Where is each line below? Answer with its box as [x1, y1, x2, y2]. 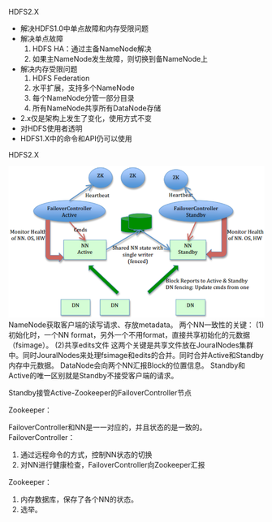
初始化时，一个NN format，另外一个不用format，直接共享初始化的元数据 [8, 330, 250, 340]
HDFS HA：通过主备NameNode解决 [32, 44, 152, 54]
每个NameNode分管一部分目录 [32, 93, 136, 102]
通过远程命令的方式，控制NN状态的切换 [19, 450, 153, 459]
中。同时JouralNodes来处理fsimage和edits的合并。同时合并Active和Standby [8, 351, 264, 360]
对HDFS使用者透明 [19, 123, 83, 133]
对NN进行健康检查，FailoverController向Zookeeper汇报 [19, 460, 205, 470]
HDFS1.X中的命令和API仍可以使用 [19, 134, 132, 143]
